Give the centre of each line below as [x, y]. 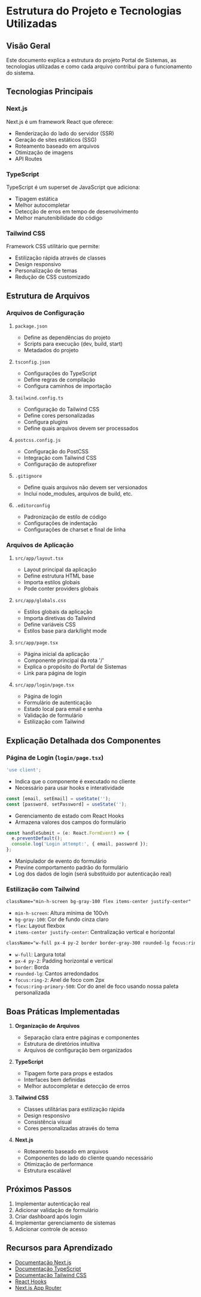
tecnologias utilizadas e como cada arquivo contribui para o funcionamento [99, 66]
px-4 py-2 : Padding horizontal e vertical [64, 961]
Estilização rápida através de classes [60, 258]
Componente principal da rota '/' [64, 660]
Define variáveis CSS [50, 625]
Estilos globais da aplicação [58, 612]
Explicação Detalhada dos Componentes [83, 741]
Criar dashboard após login [48, 1216]
